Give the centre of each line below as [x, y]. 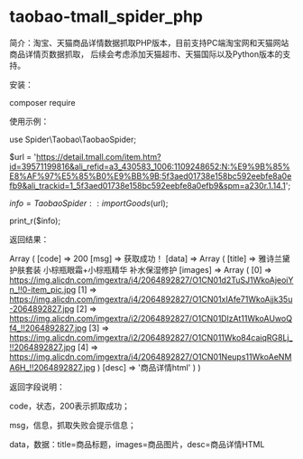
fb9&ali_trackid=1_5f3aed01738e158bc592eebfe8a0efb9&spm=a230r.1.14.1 [147, 185]
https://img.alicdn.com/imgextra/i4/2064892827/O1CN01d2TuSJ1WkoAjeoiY [151, 280]
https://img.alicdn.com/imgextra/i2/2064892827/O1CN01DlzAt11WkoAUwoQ [151, 318]
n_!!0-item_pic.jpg [43, 289]
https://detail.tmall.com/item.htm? [98, 156]
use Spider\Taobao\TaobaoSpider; [73, 139]
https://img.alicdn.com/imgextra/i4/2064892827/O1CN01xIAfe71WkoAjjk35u [151, 299]
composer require [43, 102]
